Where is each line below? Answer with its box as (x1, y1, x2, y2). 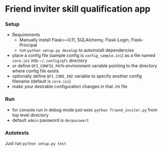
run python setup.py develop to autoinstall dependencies (19, 47, 134, 53)
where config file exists (12, 68, 59, 74)
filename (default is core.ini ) (12, 78, 72, 84)
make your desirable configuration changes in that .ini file (12, 84, 127, 90)
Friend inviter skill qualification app (5, 3, 151, 15)
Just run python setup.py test (5, 140, 67, 147)
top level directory (12, 112, 49, 118)
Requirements (12, 32, 40, 38)
